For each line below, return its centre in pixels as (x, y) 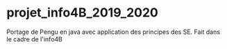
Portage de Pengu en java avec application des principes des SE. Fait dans (113, 32)
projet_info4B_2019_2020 (83, 13)
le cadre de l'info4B (35, 39)
